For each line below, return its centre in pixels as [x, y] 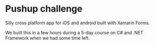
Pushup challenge [44, 9]
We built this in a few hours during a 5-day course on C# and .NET [74, 32]
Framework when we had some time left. [47, 38]
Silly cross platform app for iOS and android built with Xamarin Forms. [78, 23]
